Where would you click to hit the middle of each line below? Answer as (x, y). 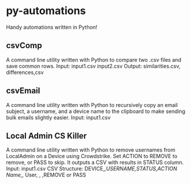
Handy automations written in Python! (52, 27)
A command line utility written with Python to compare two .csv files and (94, 59)
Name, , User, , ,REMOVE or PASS (46, 175)
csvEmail (23, 91)
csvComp (24, 46)
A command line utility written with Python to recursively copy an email (92, 105)
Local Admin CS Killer (46, 136)
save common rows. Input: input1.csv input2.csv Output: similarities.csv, (93, 66)
